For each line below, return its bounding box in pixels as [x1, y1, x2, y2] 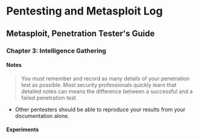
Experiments [6, 126, 39, 134]
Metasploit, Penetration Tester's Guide [6, 28, 155, 39]
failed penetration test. [21, 94, 78, 101]
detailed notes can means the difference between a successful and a [21, 88, 193, 95]
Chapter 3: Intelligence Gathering [6, 47, 107, 55]
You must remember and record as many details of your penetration [21, 74, 190, 82]
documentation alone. [14, 112, 69, 119]
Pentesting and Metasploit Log [6, 4, 163, 18]
